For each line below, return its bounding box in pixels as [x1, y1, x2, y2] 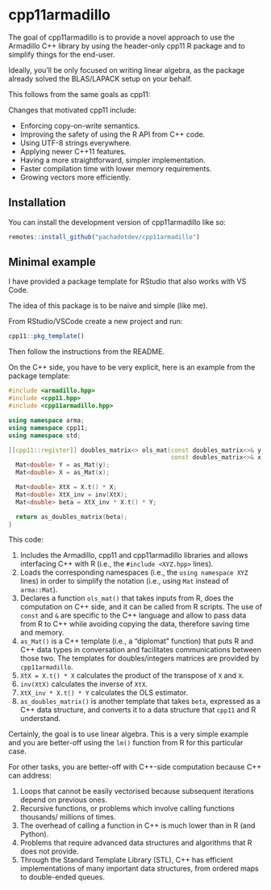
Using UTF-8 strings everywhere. [19, 137, 131, 147]
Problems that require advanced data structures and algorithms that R [19, 838, 252, 848]
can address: [8, 770, 52, 781]
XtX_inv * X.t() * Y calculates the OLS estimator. [19, 688, 189, 698]
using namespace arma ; [8, 416, 85, 424]
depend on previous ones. [19, 795, 107, 805]
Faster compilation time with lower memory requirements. [19, 163, 212, 173]
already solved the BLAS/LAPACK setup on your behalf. [8, 74, 193, 83]
